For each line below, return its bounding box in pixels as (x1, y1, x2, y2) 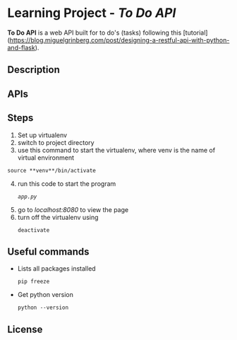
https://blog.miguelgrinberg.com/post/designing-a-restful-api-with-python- (9, 35, 230, 44)
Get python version (17, 291, 74, 299)
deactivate (17, 226, 50, 234)
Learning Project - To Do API (7, 5, 176, 21)
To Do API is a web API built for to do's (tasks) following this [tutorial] (7, 28, 208, 37)
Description (7, 64, 60, 76)
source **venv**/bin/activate (7, 167, 97, 174)
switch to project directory (17, 138, 95, 146)
